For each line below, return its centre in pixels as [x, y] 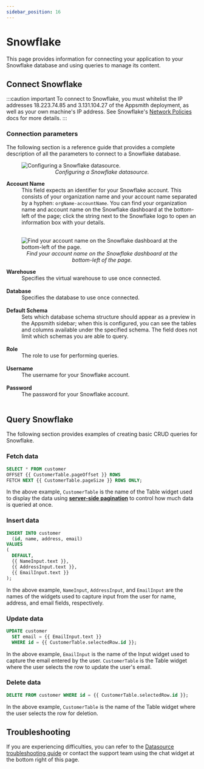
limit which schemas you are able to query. [75, 336]
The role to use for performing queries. [70, 355]
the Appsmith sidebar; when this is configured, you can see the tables [109, 323]
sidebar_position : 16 [34, 12]
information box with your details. [63, 222]
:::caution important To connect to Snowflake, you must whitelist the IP [95, 99]
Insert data [23, 521]
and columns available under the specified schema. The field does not [109, 330]
